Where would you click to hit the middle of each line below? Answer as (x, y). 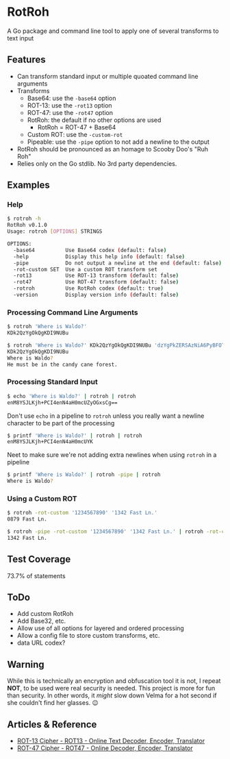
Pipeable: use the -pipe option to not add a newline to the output (118, 142)
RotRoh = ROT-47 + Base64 (77, 127)
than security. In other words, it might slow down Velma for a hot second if (112, 695)
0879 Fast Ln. (27, 519)
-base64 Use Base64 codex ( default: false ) (90, 250)
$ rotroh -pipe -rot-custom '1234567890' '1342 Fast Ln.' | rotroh (105, 532)
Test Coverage (39, 559)
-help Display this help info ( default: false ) (99, 257)
